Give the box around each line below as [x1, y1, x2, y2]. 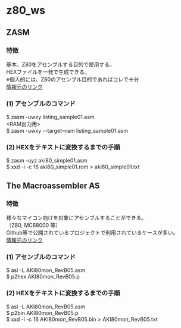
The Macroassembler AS [6, 180, 100, 190]
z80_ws [6, 4, 46, 17]
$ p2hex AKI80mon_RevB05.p [6, 273, 80, 280]
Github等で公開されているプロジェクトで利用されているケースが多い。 [6, 229, 179, 236]
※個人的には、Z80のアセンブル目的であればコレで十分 [6, 76, 139, 83]
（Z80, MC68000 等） [6, 221, 61, 229]
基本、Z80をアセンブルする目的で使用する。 [6, 61, 115, 68]
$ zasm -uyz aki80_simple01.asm [6, 157, 88, 164]
